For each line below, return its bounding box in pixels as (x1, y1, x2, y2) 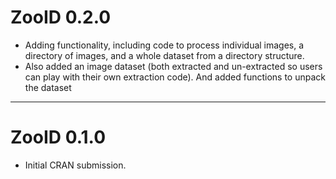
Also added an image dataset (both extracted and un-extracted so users (24, 60, 323, 72)
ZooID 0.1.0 (10, 126, 107, 149)
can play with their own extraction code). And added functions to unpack (24, 71, 326, 83)
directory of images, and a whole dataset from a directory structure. (24, 49, 305, 61)
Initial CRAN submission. (24, 159, 127, 171)
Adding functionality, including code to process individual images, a (24, 39, 305, 51)
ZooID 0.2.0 (10, 6, 112, 29)
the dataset (24, 81, 72, 93)
